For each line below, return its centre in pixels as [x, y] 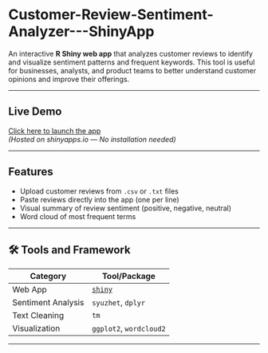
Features [31, 172]
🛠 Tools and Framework [69, 250]
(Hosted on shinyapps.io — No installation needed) [93, 139]
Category [48, 277]
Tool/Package [129, 277]
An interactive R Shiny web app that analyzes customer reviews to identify [131, 53]
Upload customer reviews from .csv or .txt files [99, 191]
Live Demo [35, 112]
